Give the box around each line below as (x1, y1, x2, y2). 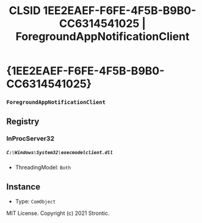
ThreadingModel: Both (15, 164, 71, 171)
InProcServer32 (6, 134, 55, 143)
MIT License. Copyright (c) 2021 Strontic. (6, 210, 110, 217)
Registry (6, 116, 40, 126)
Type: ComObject (15, 198, 56, 205)
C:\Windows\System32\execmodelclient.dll (6, 150, 114, 156)
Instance (6, 181, 41, 192)
